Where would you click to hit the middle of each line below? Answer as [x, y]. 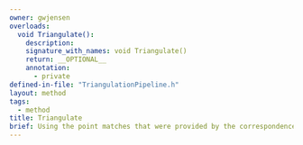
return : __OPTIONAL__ [66, 59]
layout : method [38, 93]
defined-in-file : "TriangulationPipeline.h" [94, 85]
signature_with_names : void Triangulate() [106, 51]
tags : [19, 101]
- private [51, 77]
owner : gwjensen [40, 18]
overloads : [30, 26]
